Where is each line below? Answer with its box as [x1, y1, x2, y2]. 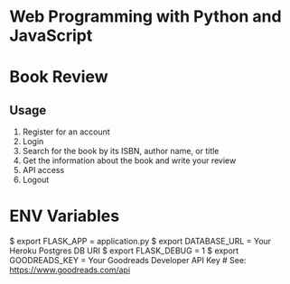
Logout [22, 174, 50, 186]
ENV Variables [9, 206, 120, 226]
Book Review [9, 67, 108, 87]
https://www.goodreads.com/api [9, 264, 131, 276]
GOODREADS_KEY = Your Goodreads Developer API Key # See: [9, 255, 247, 266]
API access [22, 165, 65, 176]
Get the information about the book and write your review [22, 155, 237, 166]
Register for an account [22, 126, 110, 137]
